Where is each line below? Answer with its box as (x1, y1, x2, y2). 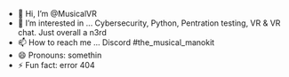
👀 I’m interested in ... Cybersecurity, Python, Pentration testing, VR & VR (17, 18, 281, 28)
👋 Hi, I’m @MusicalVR (17, 9, 98, 19)
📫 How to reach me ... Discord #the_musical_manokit (17, 37, 215, 48)
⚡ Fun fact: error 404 (17, 60, 95, 70)
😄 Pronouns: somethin (17, 50, 102, 60)
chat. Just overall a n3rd (17, 27, 107, 37)
